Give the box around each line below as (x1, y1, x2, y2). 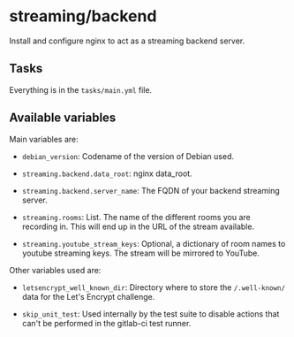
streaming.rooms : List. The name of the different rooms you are (21, 211, 251, 222)
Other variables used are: (9, 264, 102, 275)
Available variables (9, 111, 117, 126)
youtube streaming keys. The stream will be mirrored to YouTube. (21, 248, 260, 258)
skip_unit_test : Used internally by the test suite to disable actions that (21, 308, 280, 319)
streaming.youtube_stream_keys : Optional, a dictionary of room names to (21, 238, 286, 249)
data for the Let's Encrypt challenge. (21, 291, 155, 302)
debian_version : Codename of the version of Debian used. (21, 150, 234, 161)
